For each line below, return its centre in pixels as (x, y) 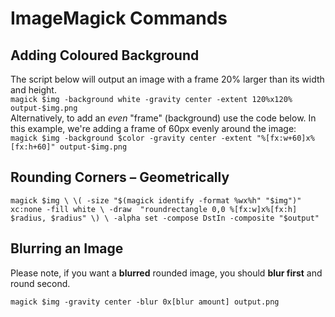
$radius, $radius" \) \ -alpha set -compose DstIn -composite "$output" (165, 218)
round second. (40, 283)
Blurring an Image (67, 248)
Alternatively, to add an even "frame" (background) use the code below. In (163, 118)
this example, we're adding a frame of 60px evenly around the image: (153, 128)
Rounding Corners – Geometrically (120, 177)
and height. (33, 90)
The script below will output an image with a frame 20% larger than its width (167, 79)
